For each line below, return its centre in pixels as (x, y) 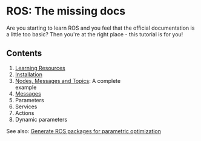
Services (26, 107)
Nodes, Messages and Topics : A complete (68, 80)
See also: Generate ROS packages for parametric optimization (84, 131)
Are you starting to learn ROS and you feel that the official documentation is (100, 28)
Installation (29, 74)
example (26, 87)
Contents (24, 54)
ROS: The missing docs (66, 11)
